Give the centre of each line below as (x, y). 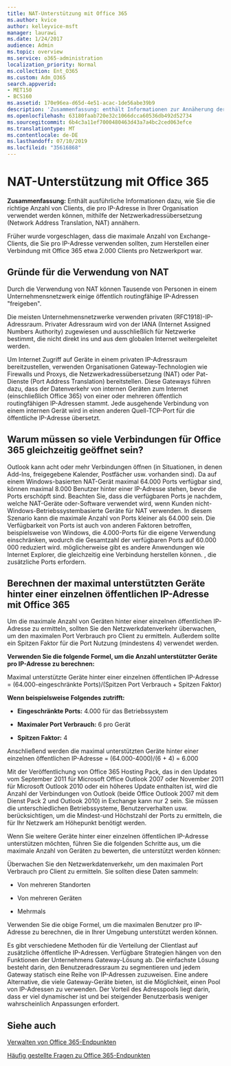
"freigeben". (24, 303)
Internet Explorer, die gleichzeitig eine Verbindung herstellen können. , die (112, 554)
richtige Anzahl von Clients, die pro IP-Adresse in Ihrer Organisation (103, 208)
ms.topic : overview (35, 52)
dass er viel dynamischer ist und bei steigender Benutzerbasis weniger (108, 997)
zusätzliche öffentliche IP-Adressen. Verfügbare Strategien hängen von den (114, 953)
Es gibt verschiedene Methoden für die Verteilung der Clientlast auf (102, 946)
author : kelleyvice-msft (43, 26)
